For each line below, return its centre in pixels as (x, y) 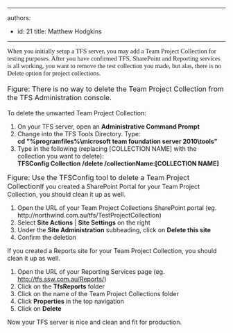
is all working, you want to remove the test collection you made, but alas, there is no (114, 66)
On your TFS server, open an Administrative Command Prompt (108, 127)
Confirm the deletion (46, 237)
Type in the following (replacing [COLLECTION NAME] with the (107, 149)
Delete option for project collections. (54, 73)
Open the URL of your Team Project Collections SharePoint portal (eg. (117, 208)
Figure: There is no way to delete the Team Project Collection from (115, 89)
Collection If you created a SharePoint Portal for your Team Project (103, 186)
